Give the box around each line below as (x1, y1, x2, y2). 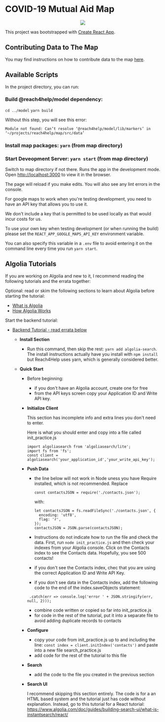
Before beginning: (27, 376, 64, 381)
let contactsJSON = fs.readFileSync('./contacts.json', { (34, 508, 156, 513)
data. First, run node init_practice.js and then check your (34, 539, 155, 545)
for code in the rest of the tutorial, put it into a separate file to (34, 612, 159, 618)
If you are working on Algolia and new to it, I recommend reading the (5, 273, 144, 279)
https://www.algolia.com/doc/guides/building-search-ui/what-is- (27, 706, 159, 712)
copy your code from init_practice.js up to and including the (34, 637, 156, 643)
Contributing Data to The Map (5, 43, 99, 52)
